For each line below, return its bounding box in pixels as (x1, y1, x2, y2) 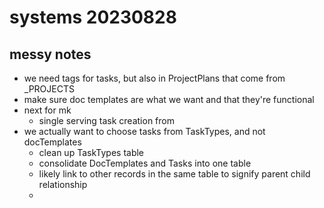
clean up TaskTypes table (38, 147, 145, 158)
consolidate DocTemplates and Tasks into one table (38, 157, 252, 169)
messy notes (9, 46, 92, 63)
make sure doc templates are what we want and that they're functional (23, 94, 315, 105)
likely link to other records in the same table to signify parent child (38, 168, 311, 180)
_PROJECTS (23, 83, 75, 95)
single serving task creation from (38, 115, 175, 126)
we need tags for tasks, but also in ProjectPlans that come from (23, 72, 286, 84)
